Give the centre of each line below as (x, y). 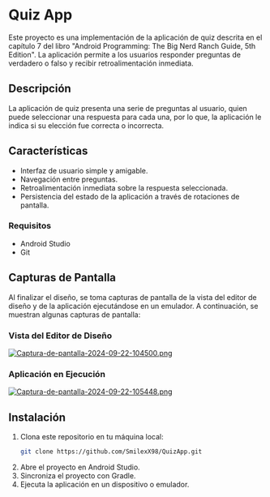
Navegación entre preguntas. (69, 179)
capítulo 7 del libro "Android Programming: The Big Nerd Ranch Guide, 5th (132, 45)
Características (48, 151)
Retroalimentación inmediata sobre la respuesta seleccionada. (124, 187)
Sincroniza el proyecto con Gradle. (78, 475)
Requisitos (30, 226)
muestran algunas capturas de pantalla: (75, 315)
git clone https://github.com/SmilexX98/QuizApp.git (111, 452)
